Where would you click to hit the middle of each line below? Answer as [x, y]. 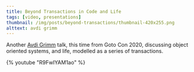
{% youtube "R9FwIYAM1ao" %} [46, 63]
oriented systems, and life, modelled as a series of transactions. [85, 51]
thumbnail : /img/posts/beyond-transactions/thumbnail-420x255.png [90, 22]
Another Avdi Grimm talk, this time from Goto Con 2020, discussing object [97, 45]
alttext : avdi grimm [32, 28]
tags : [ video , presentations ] [44, 17]
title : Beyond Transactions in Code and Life [64, 12]
